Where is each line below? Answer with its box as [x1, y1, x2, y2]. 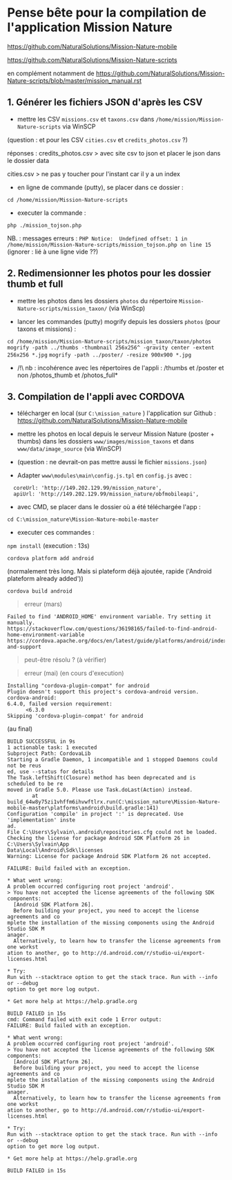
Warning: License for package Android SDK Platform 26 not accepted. [7, 853, 212, 860]
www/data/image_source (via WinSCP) [17, 444, 122, 453]
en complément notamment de [7, 69, 95, 77]
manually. [7, 620, 36, 627]
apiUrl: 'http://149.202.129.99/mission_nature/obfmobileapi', [13, 491, 199, 498]
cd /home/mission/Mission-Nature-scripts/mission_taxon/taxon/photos [7, 338, 212, 345]
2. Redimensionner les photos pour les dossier [7, 267, 212, 279]
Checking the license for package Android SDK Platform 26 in [7, 835, 190, 842]
